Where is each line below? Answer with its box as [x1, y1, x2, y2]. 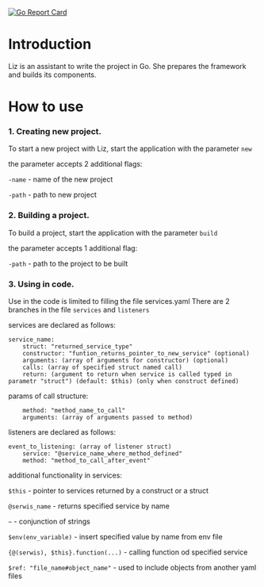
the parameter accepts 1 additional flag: [8, 243, 138, 253]
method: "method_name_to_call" [22, 407, 126, 415]
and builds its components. [8, 70, 97, 79]
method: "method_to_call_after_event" [22, 457, 151, 465]
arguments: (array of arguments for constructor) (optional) [22, 357, 228, 365]
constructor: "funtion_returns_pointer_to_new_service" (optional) [22, 350, 250, 358]
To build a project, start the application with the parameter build [8, 228, 218, 237]
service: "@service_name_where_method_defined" [22, 450, 182, 458]
